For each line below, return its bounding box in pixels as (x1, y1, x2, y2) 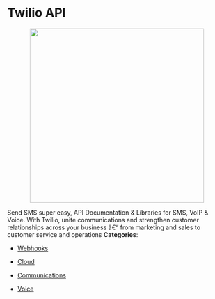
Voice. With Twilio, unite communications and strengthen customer (7, 215, 200, 224)
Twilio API (7, 5, 66, 21)
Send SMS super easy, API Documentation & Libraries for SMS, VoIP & (7, 208, 209, 217)
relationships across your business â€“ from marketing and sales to (7, 223, 200, 231)
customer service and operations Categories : (7, 230, 138, 238)
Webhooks (17, 244, 49, 252)
